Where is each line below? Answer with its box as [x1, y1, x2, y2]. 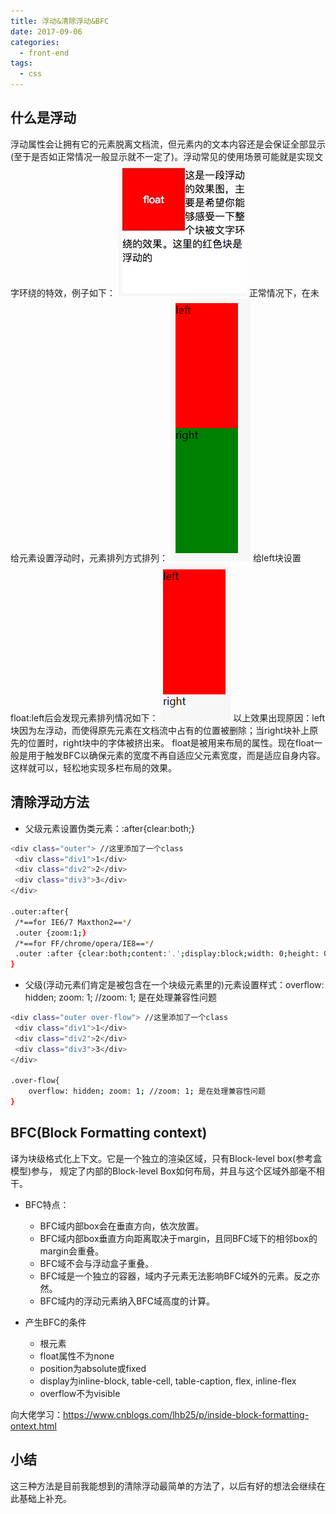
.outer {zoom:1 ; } [14, 928, 87, 938]
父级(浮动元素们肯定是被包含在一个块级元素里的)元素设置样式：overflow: [24, 979, 325, 991]
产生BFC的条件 [24, 1316, 87, 1328]
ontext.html [10, 1420, 57, 1432]
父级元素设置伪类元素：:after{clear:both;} [24, 822, 195, 834]
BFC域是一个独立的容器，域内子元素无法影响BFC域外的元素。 [39, 1270, 294, 1282]
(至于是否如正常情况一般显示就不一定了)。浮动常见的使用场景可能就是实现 [10, 150, 315, 162]
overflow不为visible [39, 1387, 121, 1399]
